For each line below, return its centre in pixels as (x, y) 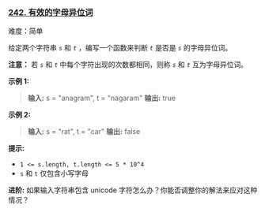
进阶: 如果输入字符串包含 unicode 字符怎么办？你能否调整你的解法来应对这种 (133, 190)
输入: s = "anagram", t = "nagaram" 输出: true (102, 98)
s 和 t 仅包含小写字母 (54, 173)
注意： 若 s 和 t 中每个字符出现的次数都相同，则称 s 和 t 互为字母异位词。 (128, 65)
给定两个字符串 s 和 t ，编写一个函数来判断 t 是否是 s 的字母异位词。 (120, 48)
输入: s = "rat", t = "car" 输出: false (84, 132)
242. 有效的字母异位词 (51, 12)
